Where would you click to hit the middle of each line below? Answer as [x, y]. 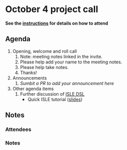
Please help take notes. [44, 67]
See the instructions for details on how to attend [57, 23]
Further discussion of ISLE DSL [52, 94]
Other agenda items [33, 89]
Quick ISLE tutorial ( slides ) [55, 99]
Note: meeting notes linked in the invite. [61, 56]
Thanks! [28, 72]
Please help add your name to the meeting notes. [71, 62]
